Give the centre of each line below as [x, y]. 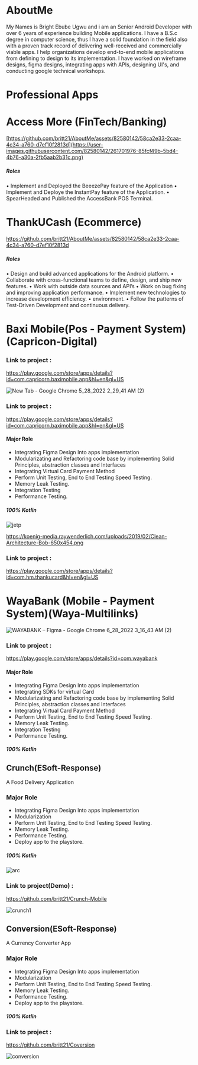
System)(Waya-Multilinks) [72, 614]
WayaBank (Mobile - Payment [80, 601]
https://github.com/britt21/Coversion [51, 1045]
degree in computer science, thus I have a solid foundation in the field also [97, 39]
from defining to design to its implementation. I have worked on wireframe [96, 58]
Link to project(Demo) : [40, 886]
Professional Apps [52, 95]
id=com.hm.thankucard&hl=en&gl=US [52, 577]
